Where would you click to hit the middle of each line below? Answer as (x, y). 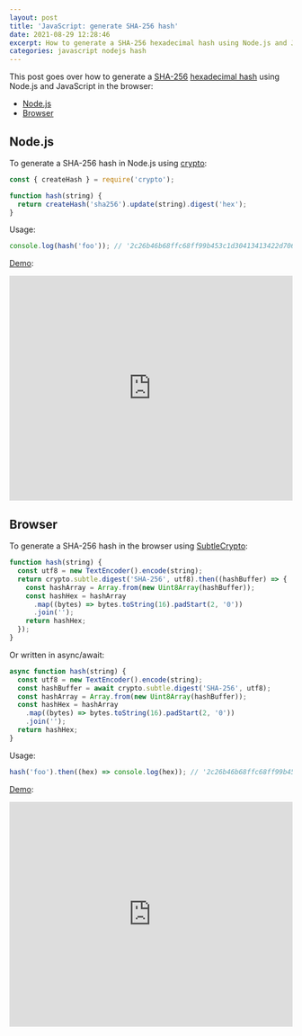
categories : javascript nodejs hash (78, 51)
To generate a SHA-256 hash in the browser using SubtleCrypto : (129, 546)
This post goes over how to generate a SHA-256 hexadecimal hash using (145, 76)
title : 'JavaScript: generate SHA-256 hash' (94, 26)
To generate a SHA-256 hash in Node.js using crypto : (108, 163)
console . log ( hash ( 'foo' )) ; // (66, 246)
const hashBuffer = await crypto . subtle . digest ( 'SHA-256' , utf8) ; (144, 688)
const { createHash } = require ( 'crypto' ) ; (92, 179)
